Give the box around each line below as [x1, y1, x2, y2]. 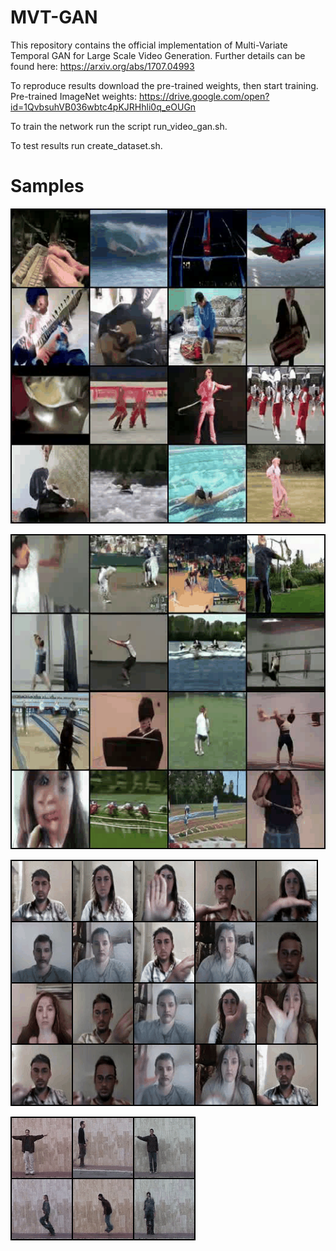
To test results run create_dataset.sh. [10, 139, 163, 151]
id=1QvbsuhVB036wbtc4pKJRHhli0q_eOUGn [10, 101, 197, 113]
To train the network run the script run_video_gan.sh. [10, 120, 228, 132]
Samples [10, 175, 85, 198]
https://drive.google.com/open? [138, 90, 270, 102]
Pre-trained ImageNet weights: [10, 90, 137, 102]
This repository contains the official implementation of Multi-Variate [10, 39, 288, 51]
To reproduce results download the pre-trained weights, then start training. [10, 79, 319, 91]
